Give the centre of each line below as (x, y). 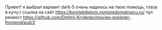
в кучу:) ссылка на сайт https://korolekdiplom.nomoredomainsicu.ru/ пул (79, 12)
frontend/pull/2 (20, 22)
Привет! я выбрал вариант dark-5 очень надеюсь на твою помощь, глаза (81, 7)
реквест (13, 17)
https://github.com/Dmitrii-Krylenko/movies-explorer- (77, 17)
